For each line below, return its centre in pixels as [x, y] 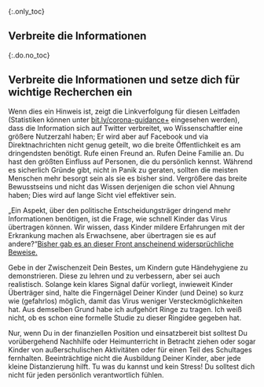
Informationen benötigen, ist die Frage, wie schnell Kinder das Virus [118, 218]
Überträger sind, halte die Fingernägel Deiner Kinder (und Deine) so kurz [126, 292]
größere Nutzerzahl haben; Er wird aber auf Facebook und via [108, 136]
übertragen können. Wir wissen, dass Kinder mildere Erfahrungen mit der [126, 227]
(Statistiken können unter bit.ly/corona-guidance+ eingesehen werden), [124, 119]
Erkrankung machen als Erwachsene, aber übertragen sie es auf [112, 235]
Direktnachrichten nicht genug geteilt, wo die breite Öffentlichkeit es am [125, 144]
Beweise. [23, 252]
